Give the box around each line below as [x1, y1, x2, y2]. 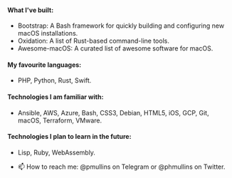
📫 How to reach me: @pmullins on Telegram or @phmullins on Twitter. [17, 162, 226, 171]
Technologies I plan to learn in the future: [7, 132, 132, 141]
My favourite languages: [7, 61, 82, 69]
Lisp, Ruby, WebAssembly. [17, 148, 96, 157]
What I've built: [7, 6, 54, 14]
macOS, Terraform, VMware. [17, 116, 102, 125]
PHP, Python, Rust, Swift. [17, 76, 92, 85]
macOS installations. [17, 29, 78, 38]
